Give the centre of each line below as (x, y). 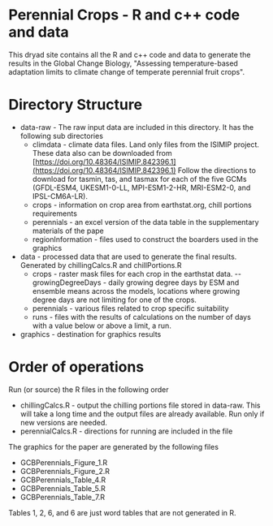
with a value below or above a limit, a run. (102, 326)
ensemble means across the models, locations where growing (136, 291)
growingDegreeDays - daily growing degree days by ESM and (136, 282)
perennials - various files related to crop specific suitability (130, 308)
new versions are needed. (64, 422)
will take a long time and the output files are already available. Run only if (142, 414)
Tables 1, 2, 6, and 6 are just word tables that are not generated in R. (123, 512)
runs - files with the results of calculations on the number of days (142, 317)
